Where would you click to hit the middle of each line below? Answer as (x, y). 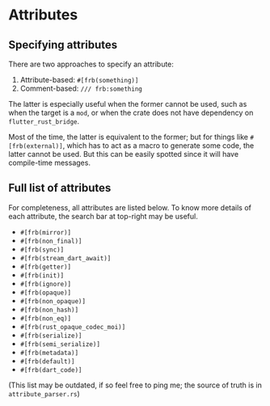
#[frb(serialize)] (51, 336)
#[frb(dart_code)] (51, 370)
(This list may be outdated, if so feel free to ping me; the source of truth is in (135, 385)
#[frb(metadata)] (49, 353)
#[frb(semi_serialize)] (60, 344)
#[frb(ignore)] (46, 284)
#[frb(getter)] (46, 267)
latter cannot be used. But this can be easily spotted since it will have (124, 154)
